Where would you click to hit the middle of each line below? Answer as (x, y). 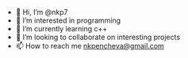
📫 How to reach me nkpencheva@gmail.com (90, 46)
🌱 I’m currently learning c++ (61, 29)
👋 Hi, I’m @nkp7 (42, 12)
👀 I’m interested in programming (68, 20)
